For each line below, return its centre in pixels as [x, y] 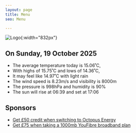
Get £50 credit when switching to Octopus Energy [64, 120]
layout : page [19, 10]
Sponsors [21, 108]
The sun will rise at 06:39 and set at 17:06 [55, 92]
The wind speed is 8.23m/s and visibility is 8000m [64, 81]
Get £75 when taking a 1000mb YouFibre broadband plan [72, 125]
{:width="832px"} [39, 37]
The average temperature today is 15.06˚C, [57, 65]
